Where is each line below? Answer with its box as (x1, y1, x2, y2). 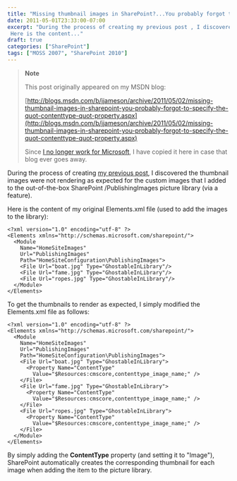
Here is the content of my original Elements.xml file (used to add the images (7, 205, 228, 213)
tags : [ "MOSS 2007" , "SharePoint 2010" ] (7, 50, 128, 57)
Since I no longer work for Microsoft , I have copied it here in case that (24, 147, 228, 156)
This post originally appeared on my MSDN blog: (24, 83, 166, 91)
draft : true (7, 37, 42, 44)
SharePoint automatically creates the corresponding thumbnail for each (7, 458, 215, 466)
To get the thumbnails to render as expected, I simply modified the (7, 300, 200, 308)
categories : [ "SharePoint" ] (7, 43, 90, 50)
